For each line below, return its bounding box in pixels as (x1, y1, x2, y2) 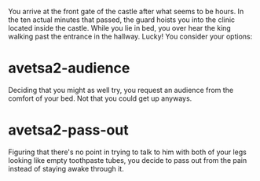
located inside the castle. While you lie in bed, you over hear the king (8, 24, 232, 32)
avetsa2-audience (8, 59, 130, 77)
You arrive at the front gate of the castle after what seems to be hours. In (8, 7, 244, 16)
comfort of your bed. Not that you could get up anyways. (8, 94, 192, 103)
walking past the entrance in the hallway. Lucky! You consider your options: (8, 31, 253, 41)
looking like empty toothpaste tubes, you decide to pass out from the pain (8, 155, 247, 164)
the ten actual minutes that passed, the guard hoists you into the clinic (8, 15, 236, 24)
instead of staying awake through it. (8, 164, 124, 173)
